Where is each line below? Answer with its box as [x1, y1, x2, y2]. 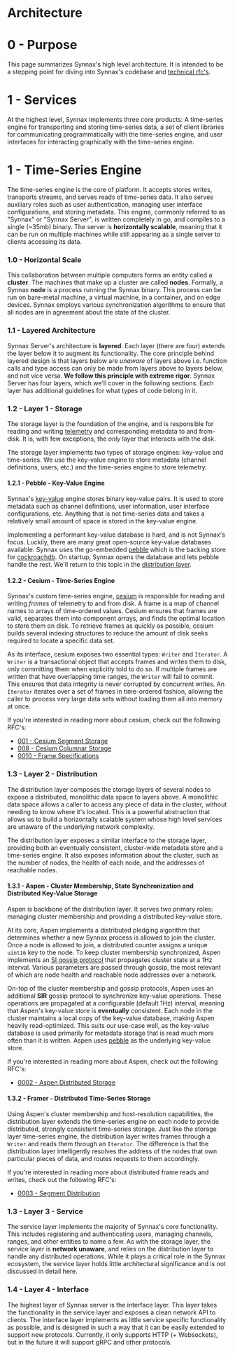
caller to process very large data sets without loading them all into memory [7, 695, 223, 703]
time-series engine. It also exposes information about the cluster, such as [7, 851, 219, 859]
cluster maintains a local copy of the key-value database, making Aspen [7, 1014, 215, 1022]
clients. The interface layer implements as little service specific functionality [7, 1315, 227, 1324]
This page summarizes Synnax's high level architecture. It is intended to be [7, 60, 224, 69]
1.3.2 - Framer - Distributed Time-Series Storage [7, 1094, 151, 1103]
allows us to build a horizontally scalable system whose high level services [7, 815, 222, 823]
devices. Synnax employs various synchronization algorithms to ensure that [7, 301, 226, 309]
